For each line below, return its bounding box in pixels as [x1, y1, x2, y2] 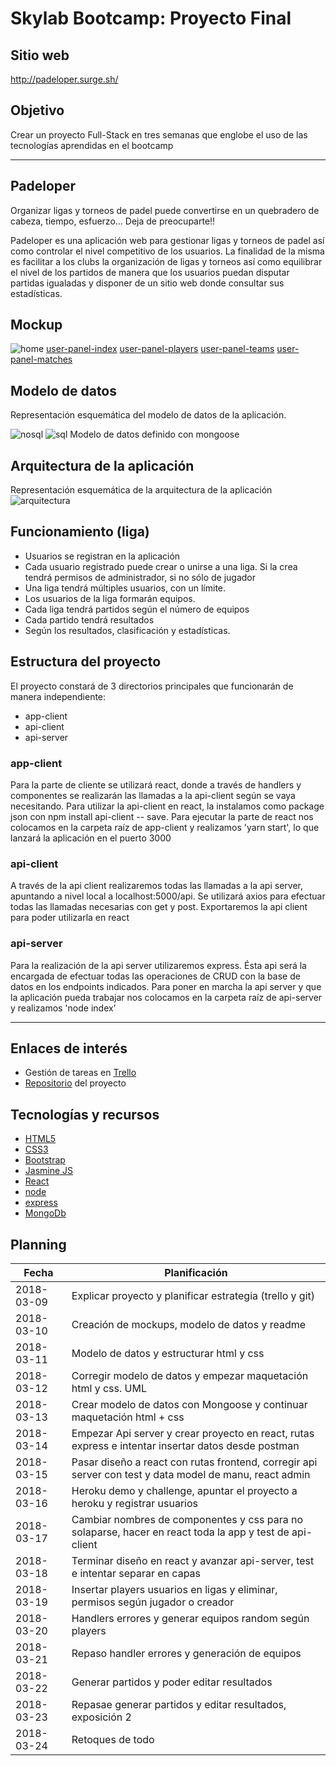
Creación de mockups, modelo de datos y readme [71, 1318, 307, 1332]
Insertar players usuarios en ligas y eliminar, [71, 1583, 278, 1597]
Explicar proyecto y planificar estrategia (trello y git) [71, 1289, 315, 1303]
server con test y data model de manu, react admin [71, 1468, 311, 1482]
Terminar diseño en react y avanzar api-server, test [71, 1554, 315, 1568]
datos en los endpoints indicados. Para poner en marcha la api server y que [10, 980, 322, 992]
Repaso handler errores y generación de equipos [71, 1647, 302, 1661]
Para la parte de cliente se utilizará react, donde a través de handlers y [10, 778, 302, 791]
